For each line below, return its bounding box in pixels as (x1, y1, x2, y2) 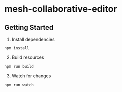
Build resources (11, 54, 44, 60)
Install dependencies (11, 36, 55, 42)
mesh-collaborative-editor (4, 3, 117, 15)
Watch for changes (11, 73, 51, 79)
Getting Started (4, 23, 54, 32)
